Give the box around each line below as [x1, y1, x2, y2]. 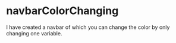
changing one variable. [6, 29, 62, 37]
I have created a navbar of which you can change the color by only [6, 24, 170, 31]
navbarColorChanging [6, 4, 119, 18]
